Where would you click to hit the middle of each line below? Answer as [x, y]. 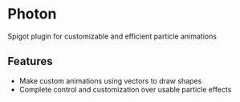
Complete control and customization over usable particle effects [125, 89]
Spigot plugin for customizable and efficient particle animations [112, 36]
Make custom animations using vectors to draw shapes [110, 80]
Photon [32, 14]
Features [30, 61]
